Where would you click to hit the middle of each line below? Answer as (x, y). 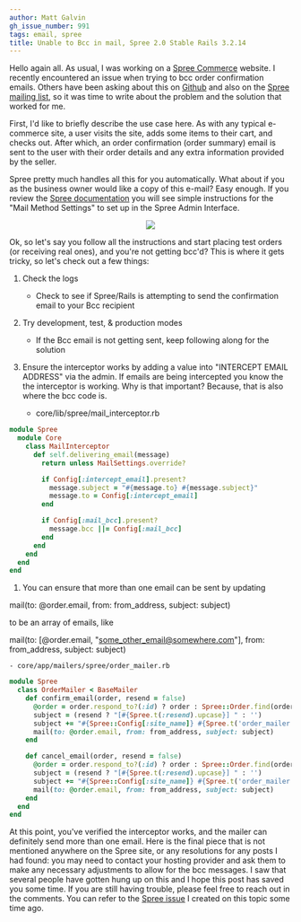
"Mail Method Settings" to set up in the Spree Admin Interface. (125, 208)
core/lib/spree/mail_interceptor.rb (98, 413)
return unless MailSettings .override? (114, 463)
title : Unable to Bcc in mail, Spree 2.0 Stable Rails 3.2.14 (128, 43)
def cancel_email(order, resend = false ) (103, 756)
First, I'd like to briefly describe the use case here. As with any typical (138, 124)
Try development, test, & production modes (102, 323)
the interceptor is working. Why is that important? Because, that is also (153, 386)
